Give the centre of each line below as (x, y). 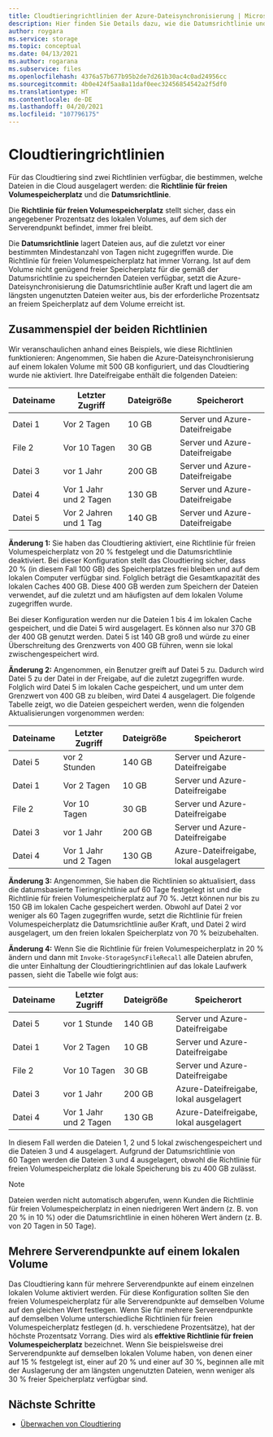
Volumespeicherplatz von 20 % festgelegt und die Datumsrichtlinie (121, 551)
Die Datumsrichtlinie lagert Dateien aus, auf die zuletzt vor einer (117, 243)
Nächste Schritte (52, 1404)
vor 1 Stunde (88, 1023)
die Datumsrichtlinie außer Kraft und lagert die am (169, 287)
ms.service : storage (43, 39)
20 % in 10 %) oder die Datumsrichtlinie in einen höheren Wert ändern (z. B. (135, 1217)
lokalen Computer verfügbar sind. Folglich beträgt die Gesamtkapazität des (134, 577)
